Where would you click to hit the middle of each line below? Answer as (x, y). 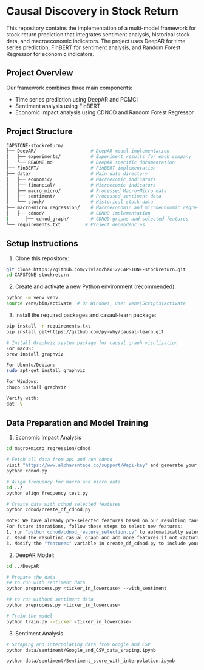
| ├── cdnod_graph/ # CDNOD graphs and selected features (97, 219)
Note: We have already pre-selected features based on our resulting (96, 521)
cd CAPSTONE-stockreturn (38, 275)
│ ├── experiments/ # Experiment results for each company (99, 157)
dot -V (15, 404)
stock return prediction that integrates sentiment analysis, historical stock (98, 34)
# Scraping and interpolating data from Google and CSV (78, 644)
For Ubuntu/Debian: (31, 365)
